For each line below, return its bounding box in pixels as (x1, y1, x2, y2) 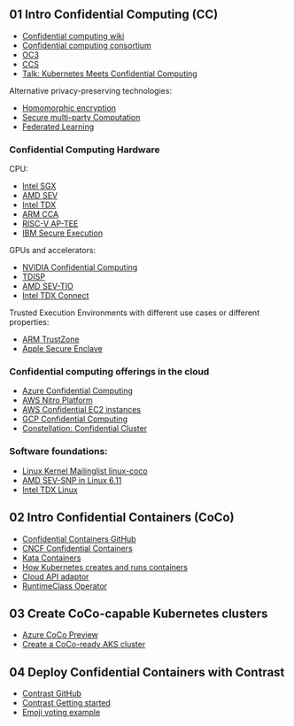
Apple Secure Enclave (21, 344, 104, 354)
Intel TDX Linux (21, 484, 78, 495)
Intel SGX (21, 181, 57, 191)
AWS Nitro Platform (21, 395, 93, 405)
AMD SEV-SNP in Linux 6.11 (21, 475, 122, 485)
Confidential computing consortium (21, 40, 152, 50)
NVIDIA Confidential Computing (21, 262, 138, 273)
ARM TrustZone (21, 334, 80, 344)
